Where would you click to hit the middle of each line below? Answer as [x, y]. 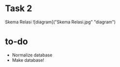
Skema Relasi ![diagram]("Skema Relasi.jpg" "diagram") [60, 22]
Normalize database [32, 55]
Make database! [28, 60]
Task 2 [19, 8]
